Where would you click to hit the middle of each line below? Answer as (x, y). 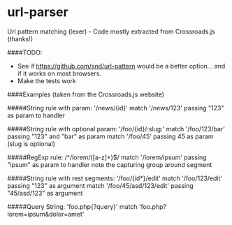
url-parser (38, 12)
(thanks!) (20, 38)
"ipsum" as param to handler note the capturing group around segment (110, 164)
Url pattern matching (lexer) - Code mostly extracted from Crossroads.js (111, 31)
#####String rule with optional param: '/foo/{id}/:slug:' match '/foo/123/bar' (116, 129)
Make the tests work (47, 80)
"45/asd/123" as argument (45, 193)
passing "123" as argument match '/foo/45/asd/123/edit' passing (100, 185)
